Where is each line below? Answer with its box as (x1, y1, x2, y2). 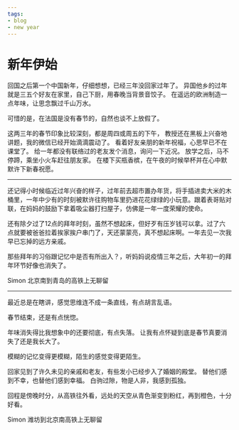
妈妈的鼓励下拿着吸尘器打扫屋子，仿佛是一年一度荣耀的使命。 (26, 204, 207, 213)
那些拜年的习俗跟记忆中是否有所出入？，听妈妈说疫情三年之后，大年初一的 (7, 252, 225, 261)
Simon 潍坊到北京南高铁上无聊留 (7, 415, 103, 424)
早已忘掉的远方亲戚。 (7, 237, 70, 246)
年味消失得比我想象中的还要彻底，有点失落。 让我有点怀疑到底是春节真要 (7, 328, 221, 337)
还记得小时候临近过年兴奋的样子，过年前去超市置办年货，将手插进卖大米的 (7, 186, 225, 195)
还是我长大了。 (19, 337, 64, 345)
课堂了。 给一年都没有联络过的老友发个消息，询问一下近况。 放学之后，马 (7, 147, 223, 156)
